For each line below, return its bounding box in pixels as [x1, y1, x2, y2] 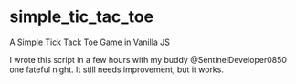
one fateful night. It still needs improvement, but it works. [9, 64, 224, 75]
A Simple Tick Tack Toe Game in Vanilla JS [9, 37, 171, 47]
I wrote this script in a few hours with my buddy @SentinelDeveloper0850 [9, 54, 288, 65]
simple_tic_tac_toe [9, 6, 153, 27]
